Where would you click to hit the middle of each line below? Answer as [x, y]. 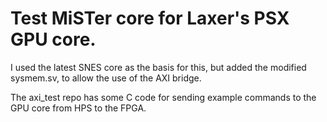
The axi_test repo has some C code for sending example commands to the [163, 97]
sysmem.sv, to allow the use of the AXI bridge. [106, 78]
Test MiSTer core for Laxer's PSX [150, 18]
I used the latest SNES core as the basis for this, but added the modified [158, 67]
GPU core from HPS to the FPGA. [78, 108]
